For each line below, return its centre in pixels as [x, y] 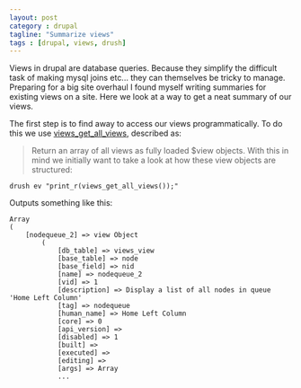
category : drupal [44, 26]
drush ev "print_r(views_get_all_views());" [94, 186]
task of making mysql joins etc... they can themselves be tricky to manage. [147, 78]
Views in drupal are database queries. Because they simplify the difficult [143, 68]
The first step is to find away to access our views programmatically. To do [146, 124]
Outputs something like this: [61, 203]
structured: [52, 170]
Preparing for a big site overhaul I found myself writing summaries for [138, 87]
